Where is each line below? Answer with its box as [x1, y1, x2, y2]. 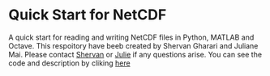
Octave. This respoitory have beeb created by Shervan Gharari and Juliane [8, 40, 259, 50]
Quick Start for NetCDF [8, 6, 167, 24]
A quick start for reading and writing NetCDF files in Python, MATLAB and [8, 32, 255, 42]
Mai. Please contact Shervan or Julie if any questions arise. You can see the [8, 49, 262, 59]
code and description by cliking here [8, 58, 131, 68]
